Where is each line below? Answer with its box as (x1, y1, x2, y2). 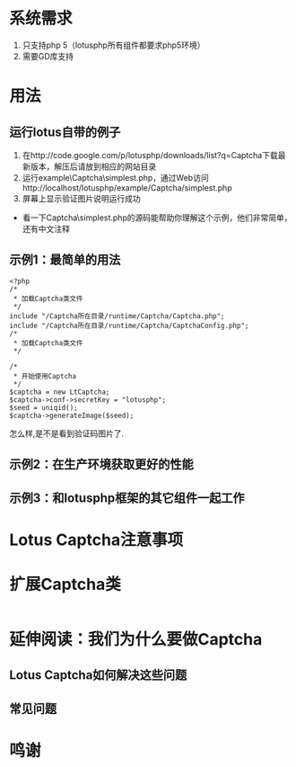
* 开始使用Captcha (13, 371, 77, 380)
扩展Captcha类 (9, 574, 121, 594)
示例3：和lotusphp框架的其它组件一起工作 (9, 490, 245, 505)
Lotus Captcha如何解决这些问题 (9, 667, 187, 683)
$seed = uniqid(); (9, 403, 78, 412)
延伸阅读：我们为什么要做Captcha (9, 629, 263, 649)
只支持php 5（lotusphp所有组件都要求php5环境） (22, 40, 205, 50)
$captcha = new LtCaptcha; (9, 388, 110, 397)
